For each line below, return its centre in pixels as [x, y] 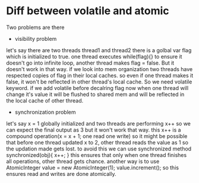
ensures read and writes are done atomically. [61, 174]
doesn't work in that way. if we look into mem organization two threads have [99, 69]
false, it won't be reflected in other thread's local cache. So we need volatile [99, 82]
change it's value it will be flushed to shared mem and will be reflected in [95, 94]
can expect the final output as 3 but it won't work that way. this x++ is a [94, 130]
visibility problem [36, 38]
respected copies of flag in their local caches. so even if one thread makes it [100, 75]
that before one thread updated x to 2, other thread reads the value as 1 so [97, 142]
